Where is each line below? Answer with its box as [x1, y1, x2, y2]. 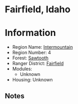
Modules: [12, 66, 32, 72]
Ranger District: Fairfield [12, 60, 64, 67]
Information [5, 27, 56, 39]
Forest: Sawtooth [12, 55, 49, 61]
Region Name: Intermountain [12, 44, 73, 50]
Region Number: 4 [12, 50, 51, 56]
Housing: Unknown [12, 77, 53, 83]
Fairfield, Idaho [5, 4, 71, 15]
